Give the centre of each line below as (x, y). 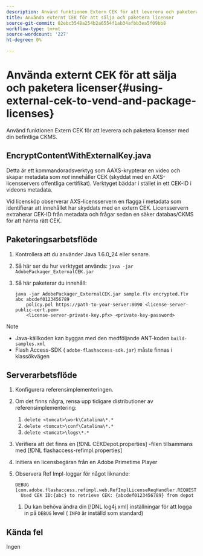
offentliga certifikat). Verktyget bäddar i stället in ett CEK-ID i (116, 183)
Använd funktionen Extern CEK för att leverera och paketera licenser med (98, 130)
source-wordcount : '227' (37, 34)
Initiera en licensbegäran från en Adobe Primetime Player (86, 462)
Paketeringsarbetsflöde (52, 240)
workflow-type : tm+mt (34, 29)
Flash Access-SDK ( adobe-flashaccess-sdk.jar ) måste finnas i (94, 350)
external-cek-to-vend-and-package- (101, 101)
